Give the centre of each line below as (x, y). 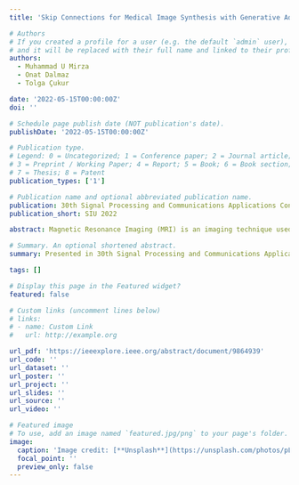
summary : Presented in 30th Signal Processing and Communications (135, 255)
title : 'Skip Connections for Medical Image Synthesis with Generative (145, 17)
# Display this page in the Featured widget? (95, 286)
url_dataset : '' (39, 368)
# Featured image (41, 425)
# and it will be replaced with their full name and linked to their (141, 50)
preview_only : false (55, 467)
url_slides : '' (37, 392)
